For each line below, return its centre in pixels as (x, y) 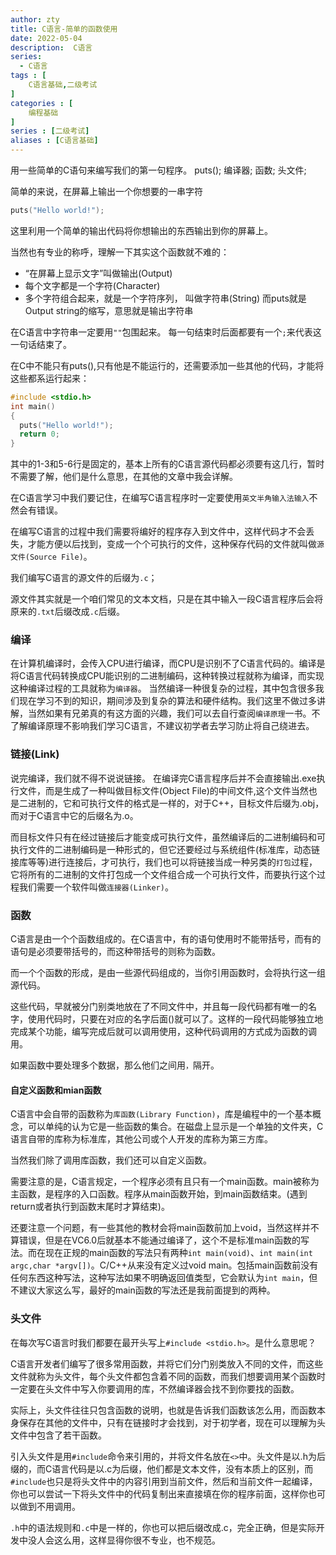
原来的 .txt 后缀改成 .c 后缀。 (67, 612)
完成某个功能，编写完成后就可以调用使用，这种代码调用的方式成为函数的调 (163, 1032)
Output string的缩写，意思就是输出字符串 (109, 310)
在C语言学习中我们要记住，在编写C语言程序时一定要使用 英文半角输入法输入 (160, 498)
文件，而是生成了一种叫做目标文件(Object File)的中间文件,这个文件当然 (163, 790)
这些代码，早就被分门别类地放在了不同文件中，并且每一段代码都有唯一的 (159, 1007)
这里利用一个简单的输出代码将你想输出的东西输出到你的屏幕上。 (141, 230)
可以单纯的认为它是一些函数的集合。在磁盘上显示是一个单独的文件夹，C (175, 1127)
